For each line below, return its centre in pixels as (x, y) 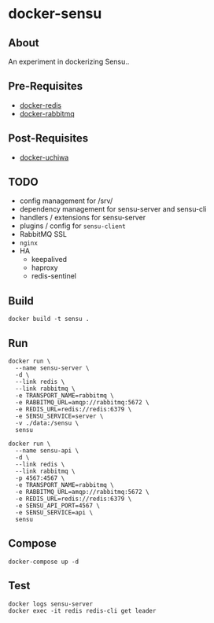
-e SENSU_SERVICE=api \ (54, 513)
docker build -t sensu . (49, 319)
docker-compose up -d (44, 562)
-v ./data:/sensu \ (47, 423)
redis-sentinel (54, 276)
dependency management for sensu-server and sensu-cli (113, 209)
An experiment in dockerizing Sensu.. (69, 61)
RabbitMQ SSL (43, 234)
